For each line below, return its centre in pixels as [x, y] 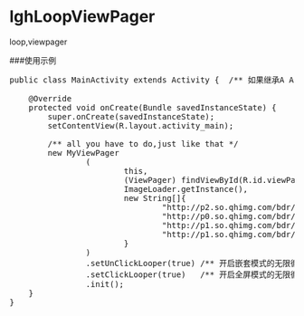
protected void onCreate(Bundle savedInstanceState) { [153, 107]
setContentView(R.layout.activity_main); [141, 125]
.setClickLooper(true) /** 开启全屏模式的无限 [188, 274]
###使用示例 [33, 60]
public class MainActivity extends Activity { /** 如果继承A [147, 80]
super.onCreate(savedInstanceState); [131, 116]
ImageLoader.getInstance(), [186, 189]
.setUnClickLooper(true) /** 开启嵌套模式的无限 [188, 263]
